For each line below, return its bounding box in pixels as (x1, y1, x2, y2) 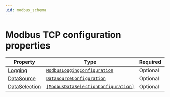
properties (5, 40, 51, 51)
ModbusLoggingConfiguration (46, 67, 114, 73)
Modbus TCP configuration (5, 29, 121, 40)
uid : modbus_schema (5, 7, 47, 13)
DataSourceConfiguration (46, 75, 106, 81)
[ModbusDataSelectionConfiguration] (46, 84, 135, 89)
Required (139, 58, 162, 65)
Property (13, 58, 35, 65)
